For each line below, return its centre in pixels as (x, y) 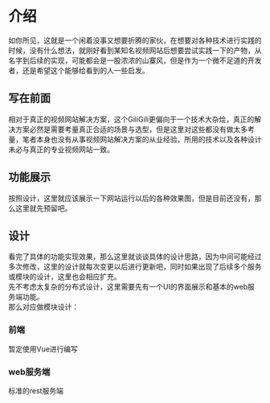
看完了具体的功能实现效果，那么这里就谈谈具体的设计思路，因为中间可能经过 (135, 257)
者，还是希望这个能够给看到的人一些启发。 (79, 70)
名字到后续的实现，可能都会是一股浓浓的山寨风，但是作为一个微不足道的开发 (135, 60)
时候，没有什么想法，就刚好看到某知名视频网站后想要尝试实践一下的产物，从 (135, 50)
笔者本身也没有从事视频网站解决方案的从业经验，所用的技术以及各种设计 (142, 139)
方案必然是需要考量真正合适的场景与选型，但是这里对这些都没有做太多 (131, 129)
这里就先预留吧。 (43, 208)
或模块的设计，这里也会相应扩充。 (65, 277)
